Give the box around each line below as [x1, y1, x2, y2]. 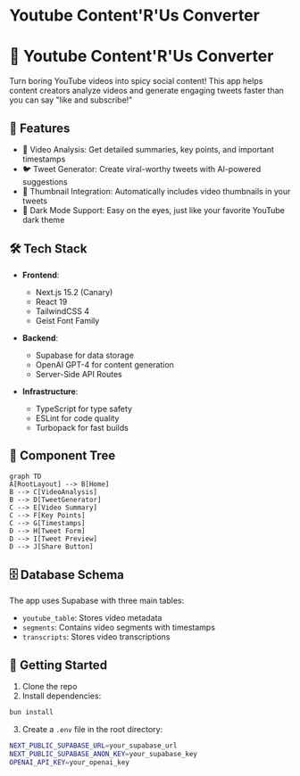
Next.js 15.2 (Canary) [35, 286, 113, 297]
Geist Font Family [35, 315, 100, 326]
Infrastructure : [21, 385, 79, 397]
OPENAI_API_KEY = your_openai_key [9, 757, 129, 767]
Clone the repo [21, 681, 78, 692]
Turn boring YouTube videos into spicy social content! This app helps [9, 76, 263, 87]
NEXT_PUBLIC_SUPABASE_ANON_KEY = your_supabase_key [9, 749, 198, 758]
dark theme [21, 214, 65, 225]
